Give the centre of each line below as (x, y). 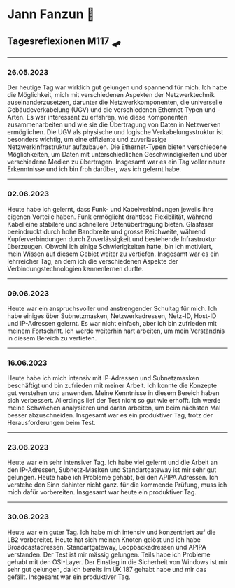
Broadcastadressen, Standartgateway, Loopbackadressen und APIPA (107, 547)
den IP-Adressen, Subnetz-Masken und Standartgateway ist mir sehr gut (112, 470)
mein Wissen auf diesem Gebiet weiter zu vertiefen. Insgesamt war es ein (113, 254)
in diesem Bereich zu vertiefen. (52, 338)
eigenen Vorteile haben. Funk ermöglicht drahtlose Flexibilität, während (110, 217)
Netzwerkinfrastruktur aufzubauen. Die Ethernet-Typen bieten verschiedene (117, 147)
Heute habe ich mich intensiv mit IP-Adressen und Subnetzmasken (103, 378)
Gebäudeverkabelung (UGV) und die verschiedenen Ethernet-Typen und (112, 110)
